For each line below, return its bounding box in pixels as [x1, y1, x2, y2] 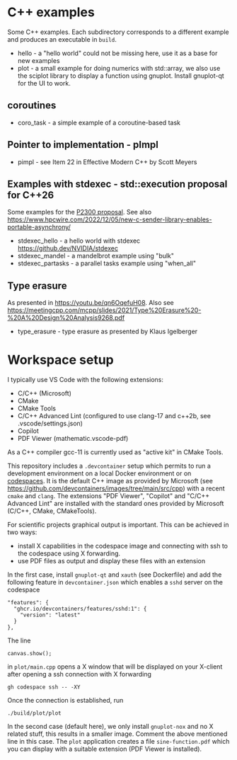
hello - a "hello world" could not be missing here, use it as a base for [17, 49, 218, 57]
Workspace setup [7, 352, 115, 368]
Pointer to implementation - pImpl [7, 139, 159, 151]
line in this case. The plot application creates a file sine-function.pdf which [7, 737, 230, 746]
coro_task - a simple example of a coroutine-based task [17, 118, 180, 127]
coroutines [7, 100, 57, 112]
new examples [17, 56, 60, 64]
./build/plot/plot [7, 710, 62, 717]
